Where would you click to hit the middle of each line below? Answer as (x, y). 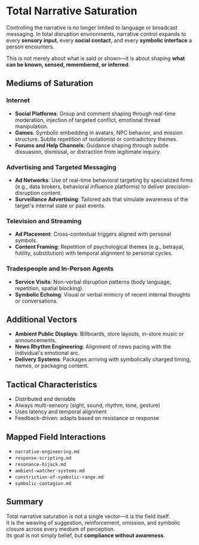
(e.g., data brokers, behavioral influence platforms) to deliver (90, 186)
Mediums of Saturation (50, 83)
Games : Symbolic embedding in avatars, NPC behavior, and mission (99, 132)
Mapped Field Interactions (56, 437)
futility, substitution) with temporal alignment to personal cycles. (94, 253)
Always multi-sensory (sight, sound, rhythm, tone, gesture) (87, 406)
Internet (18, 101)
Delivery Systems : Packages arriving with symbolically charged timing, (103, 360)
